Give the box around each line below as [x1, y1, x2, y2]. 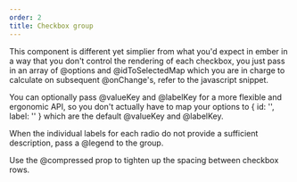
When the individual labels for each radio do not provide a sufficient [9, 128, 259, 138]
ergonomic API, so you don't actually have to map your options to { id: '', [9, 101, 275, 112]
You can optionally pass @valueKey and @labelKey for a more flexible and [9, 91, 283, 103]
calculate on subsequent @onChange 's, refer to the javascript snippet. [9, 74, 269, 85]
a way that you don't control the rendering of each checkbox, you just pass [9, 55, 285, 66]
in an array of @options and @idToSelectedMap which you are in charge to [9, 64, 285, 76]
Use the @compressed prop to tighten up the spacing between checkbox [9, 154, 279, 165]
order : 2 [9, 12, 42, 22]
